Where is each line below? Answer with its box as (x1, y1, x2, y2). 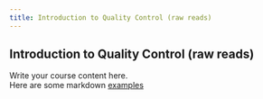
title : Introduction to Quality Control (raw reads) (9, 13, 212, 22)
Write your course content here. (9, 70, 128, 81)
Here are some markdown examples (9, 80, 145, 91)
